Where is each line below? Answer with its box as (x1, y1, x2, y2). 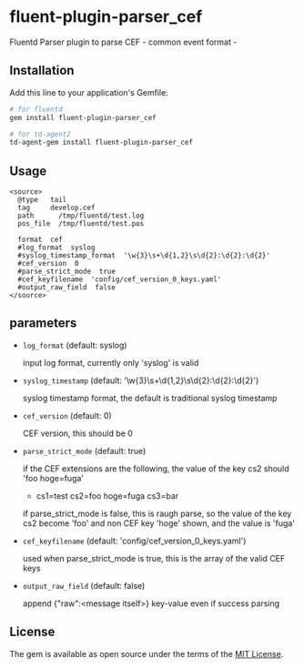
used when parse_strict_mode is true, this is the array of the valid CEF (22, 552, 286, 563)
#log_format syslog (17, 243, 96, 252)
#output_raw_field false (17, 283, 117, 292)
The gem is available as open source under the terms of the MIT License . (9, 648, 284, 659)
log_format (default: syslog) (22, 339, 127, 350)
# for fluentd (9, 105, 64, 114)
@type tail (17, 196, 67, 205)
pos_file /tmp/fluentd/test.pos (17, 219, 145, 228)
